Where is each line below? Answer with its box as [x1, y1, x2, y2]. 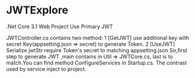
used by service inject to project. [6, 65, 87, 72]
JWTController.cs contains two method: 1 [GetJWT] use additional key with [6, 34, 190, 41]
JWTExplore [6, 4, 69, 17]
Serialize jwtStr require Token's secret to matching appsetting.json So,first [6, 46, 188, 53]
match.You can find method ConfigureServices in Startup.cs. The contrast [6, 59, 187, 66]
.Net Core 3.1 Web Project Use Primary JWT [6, 23, 113, 30]
